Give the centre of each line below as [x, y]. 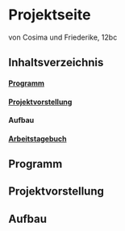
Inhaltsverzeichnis [56, 63]
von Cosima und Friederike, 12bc [63, 37]
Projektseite [50, 15]
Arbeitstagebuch [37, 138]
